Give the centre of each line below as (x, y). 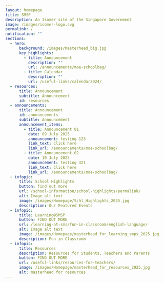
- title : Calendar (43, 72)
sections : (16, 39)
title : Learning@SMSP (42, 215)
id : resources (34, 100)
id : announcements (38, 115)
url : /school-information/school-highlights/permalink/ (80, 191)
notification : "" (24, 34)
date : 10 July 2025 (49, 158)
